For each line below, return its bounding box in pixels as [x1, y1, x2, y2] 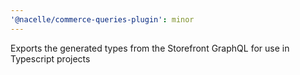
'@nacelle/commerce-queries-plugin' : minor [10, 14, 195, 25]
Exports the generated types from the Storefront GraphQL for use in [10, 42, 290, 54]
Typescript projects [10, 52, 91, 65]
